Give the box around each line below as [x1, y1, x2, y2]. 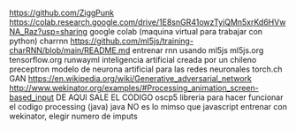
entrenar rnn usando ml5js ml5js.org [132, 45, 264, 56]
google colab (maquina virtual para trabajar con [89, 27, 263, 36]
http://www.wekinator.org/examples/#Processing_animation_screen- [9, 83, 259, 93]
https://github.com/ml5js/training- [70, 35, 194, 46]
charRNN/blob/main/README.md [9, 45, 131, 56]
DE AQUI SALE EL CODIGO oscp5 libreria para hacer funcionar [56, 92, 284, 103]
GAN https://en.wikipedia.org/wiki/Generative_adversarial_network [9, 73, 252, 83]
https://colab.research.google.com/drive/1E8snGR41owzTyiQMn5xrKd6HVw [9, 17, 286, 27]
